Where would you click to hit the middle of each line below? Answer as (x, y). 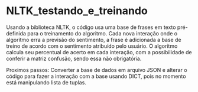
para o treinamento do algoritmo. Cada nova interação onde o (103, 33)
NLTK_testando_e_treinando (77, 11)
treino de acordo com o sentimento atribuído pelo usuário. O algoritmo (92, 46)
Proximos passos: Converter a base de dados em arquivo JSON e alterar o (97, 70)
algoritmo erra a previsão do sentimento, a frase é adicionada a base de (94, 40)
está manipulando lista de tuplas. (46, 82)
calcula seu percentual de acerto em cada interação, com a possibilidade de (99, 52)
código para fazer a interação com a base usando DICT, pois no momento (96, 76)
